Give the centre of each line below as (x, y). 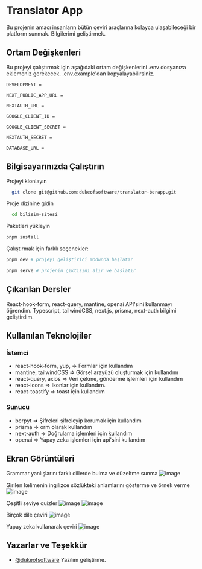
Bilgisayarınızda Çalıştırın (55, 167)
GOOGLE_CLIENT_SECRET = (36, 127)
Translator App (45, 11)
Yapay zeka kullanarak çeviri (42, 526)
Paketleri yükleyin (28, 226)
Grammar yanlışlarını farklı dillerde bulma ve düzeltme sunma (82, 473)
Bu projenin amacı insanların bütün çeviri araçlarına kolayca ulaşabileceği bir (101, 27)
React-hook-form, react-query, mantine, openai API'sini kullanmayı (89, 304)
